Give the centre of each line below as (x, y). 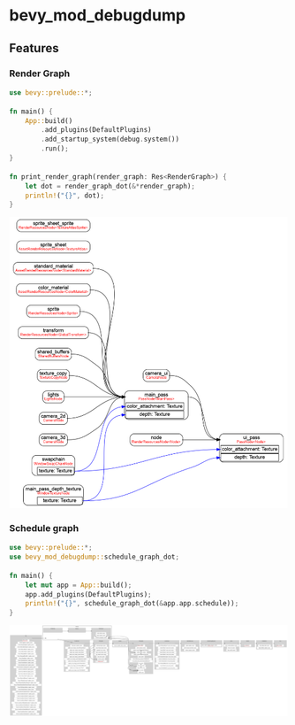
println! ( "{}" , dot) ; (64, 196)
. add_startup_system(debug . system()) (110, 139)
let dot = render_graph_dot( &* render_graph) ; (110, 186)
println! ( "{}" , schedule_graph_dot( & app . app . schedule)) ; (132, 604)
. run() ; (55, 149)
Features (34, 48)
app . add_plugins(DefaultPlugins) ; (88, 594)
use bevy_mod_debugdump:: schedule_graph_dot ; (94, 557)
